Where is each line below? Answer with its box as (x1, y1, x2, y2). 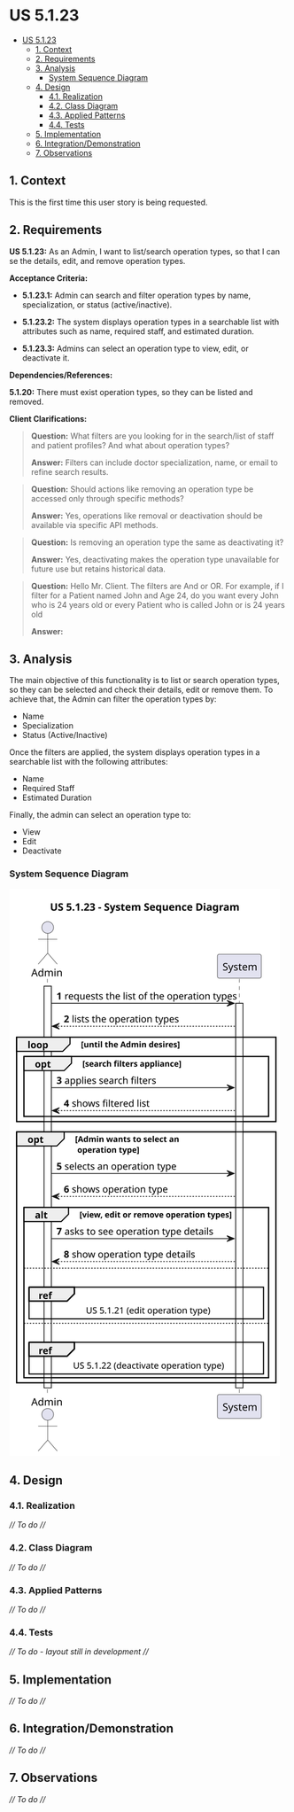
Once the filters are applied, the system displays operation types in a (9, 747, 260, 758)
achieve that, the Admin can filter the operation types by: (9, 694, 217, 704)
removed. (9, 396, 44, 407)
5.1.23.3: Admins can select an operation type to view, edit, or (21, 343, 250, 354)
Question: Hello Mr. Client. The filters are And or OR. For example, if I (30, 580, 284, 591)
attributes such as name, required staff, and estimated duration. (21, 325, 255, 337)
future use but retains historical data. (30, 564, 166, 574)
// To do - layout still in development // (9, 1646, 149, 1657)
